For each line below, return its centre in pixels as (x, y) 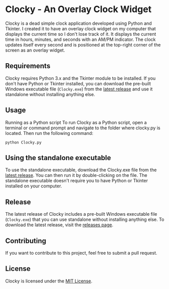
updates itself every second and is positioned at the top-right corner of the (83, 44)
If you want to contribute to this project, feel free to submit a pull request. (81, 253)
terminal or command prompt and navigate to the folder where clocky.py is (83, 128)
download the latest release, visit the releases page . (59, 225)
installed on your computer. (34, 186)
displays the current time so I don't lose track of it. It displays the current (81, 34)
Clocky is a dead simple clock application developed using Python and (79, 23)
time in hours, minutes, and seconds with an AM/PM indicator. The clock (80, 39)
